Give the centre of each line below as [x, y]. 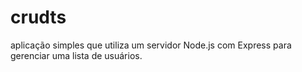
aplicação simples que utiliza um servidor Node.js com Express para [151, 45]
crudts [38, 17]
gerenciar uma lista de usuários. [76, 55]
